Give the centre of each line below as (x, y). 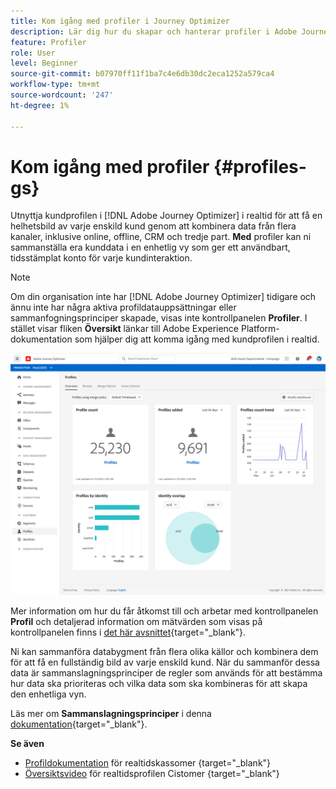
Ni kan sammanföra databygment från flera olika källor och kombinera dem (164, 652)
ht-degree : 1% (40, 105)
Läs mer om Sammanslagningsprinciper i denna (111, 714)
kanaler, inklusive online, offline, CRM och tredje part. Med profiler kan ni (161, 237)
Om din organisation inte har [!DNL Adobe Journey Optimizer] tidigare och (163, 297)
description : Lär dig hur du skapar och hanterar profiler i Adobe (154, 31)
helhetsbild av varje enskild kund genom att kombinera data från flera (153, 226)
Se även (27, 744)
